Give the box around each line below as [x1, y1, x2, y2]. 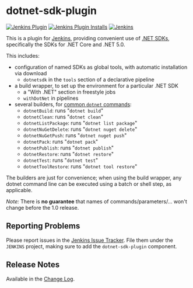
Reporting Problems [6, 221, 80, 231]
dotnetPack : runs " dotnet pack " [23, 138, 99, 145]
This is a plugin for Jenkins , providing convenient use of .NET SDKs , [6, 34, 170, 41]
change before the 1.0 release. [6, 204, 79, 211]
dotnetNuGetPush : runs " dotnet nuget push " [23, 131, 127, 138]
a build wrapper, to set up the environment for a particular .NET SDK [14, 82, 179, 89]
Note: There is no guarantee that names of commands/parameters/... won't [6, 197, 188, 205]
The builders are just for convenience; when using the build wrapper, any [6, 174, 182, 181]
